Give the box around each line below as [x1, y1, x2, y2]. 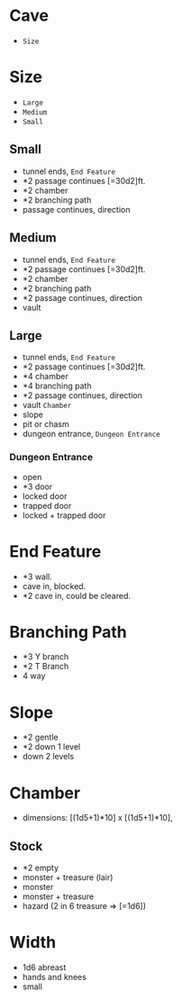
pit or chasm [22, 419, 69, 430]
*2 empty [22, 862, 59, 874]
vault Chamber [22, 400, 72, 411]
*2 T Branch [22, 661, 69, 672]
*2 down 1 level [22, 741, 81, 752]
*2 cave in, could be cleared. [22, 590, 132, 601]
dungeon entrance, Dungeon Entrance [22, 429, 160, 440]
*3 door [22, 481, 53, 492]
